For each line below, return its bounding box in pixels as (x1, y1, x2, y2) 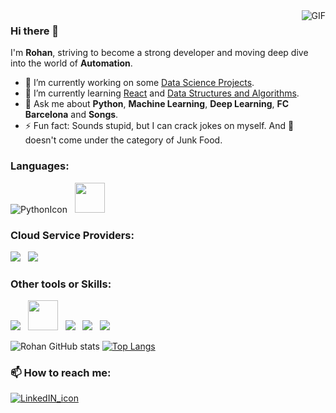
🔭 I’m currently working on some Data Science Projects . (24, 77, 255, 89)
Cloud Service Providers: (10, 228, 135, 242)
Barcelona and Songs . (24, 109, 119, 121)
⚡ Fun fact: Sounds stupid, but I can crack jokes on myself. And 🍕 (24, 120, 295, 132)
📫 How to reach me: (10, 366, 112, 380)
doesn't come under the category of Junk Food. (24, 134, 223, 146)
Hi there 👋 (10, 24, 60, 38)
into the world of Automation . (10, 57, 133, 69)
